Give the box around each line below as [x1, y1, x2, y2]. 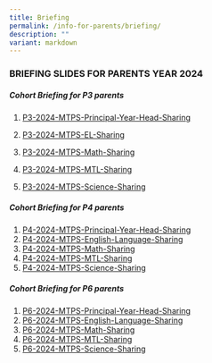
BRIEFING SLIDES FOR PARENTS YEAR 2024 [9, 68, 203, 80]
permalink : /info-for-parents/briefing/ [9, 21, 162, 30]
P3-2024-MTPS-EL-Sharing [21, 130, 125, 140]
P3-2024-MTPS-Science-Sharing [21, 181, 146, 192]
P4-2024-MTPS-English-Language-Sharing [21, 234, 183, 245]
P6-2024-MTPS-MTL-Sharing [21, 334, 133, 345]
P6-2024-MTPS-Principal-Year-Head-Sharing [21, 306, 192, 317]
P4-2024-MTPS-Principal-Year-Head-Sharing [21, 224, 192, 235]
